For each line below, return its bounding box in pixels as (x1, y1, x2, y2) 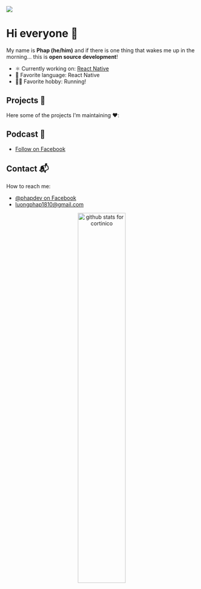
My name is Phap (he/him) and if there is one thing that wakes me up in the (6, 46, 195, 54)
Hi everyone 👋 (6, 27, 78, 41)
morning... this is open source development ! (6, 53, 118, 60)
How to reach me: (6, 183, 51, 190)
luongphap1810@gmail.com (15, 201, 84, 208)
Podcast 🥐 (6, 129, 45, 140)
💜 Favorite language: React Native (15, 71, 100, 78)
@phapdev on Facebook (15, 194, 77, 202)
